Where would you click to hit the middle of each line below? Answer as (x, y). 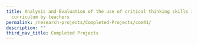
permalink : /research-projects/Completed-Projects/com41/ (79, 22)
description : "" (26, 28)
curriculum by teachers (40, 17)
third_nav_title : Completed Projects (52, 33)
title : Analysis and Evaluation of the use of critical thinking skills (97, 11)
